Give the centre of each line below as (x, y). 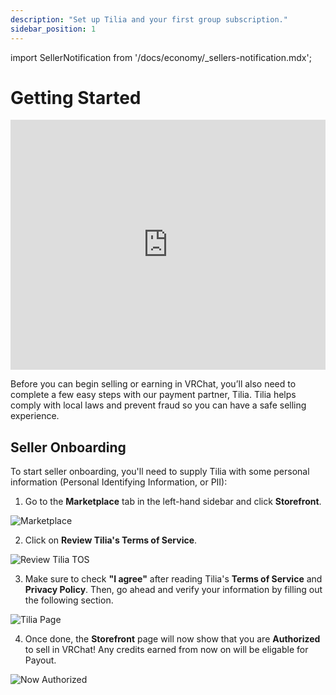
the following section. (69, 600)
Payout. (40, 660)
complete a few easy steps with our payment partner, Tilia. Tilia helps (153, 395)
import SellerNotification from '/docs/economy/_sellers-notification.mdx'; (161, 57)
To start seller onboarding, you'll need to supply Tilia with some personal (160, 472)
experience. (35, 416)
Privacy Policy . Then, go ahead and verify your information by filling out (173, 590)
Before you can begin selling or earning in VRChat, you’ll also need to (153, 384)
